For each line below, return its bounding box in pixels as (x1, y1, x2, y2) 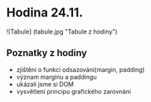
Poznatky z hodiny (6, 47, 87, 59)
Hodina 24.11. (6, 5, 83, 21)
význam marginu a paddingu (16, 73, 97, 81)
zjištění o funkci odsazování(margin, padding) (16, 65, 145, 73)
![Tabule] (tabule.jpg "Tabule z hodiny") (6, 27, 118, 36)
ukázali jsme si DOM (16, 80, 74, 88)
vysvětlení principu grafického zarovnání (16, 87, 131, 95)
